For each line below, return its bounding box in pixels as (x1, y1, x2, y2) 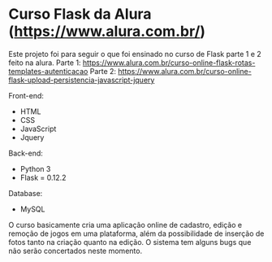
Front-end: (8, 90, 45, 100)
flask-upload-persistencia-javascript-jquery (8, 75, 155, 85)
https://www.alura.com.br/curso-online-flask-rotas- (82, 58, 256, 68)
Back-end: (8, 148, 43, 158)
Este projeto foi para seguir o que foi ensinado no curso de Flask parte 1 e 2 (8, 49, 261, 59)
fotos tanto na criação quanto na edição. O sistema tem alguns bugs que (8, 237, 252, 247)
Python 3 (19, 164, 51, 173)
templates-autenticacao (8, 66, 89, 76)
